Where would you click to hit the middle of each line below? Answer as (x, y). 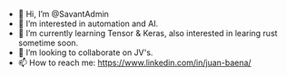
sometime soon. (48, 43)
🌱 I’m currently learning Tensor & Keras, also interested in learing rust (148, 33)
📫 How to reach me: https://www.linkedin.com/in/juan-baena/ (134, 63)
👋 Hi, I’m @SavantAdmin (63, 14)
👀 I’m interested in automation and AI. (88, 24)
